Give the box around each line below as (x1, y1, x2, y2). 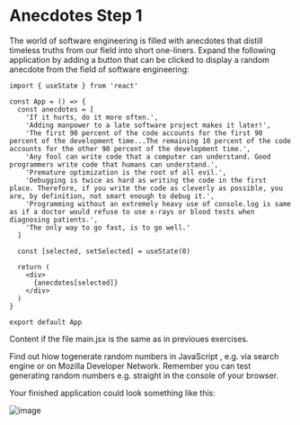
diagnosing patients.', (9, 215, 99, 224)
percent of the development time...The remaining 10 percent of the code (9, 136, 292, 145)
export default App (9, 317, 83, 327)
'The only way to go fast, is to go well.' (25, 222, 191, 232)
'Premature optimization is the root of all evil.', (25, 167, 227, 176)
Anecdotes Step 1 (9, 5, 143, 26)
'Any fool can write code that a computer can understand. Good (25, 152, 271, 161)
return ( (17, 262, 50, 271)
